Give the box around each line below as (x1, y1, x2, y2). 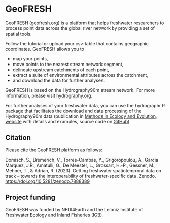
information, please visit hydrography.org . (5, 92, 93, 99)
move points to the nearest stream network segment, (12, 61, 124, 67)
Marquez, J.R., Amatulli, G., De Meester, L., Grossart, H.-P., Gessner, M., (5, 162, 156, 168)
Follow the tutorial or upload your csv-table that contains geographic (5, 40, 149, 46)
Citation (5, 133, 31, 142)
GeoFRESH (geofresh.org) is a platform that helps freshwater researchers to (5, 20, 164, 26)
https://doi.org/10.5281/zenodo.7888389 (5, 178, 90, 184)
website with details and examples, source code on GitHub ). (5, 118, 131, 124)
